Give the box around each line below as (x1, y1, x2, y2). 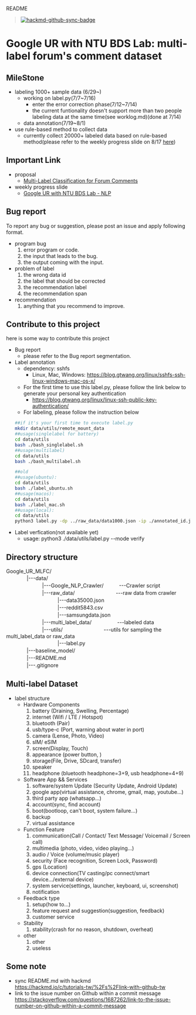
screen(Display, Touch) (32, 745, 89, 752)
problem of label (14, 264, 55, 272)
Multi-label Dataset (6, 679, 78, 689)
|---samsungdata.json (57, 611, 111, 618)
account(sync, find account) (32, 800, 101, 808)
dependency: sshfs (23, 365, 70, 372)
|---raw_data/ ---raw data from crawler (42, 589, 177, 596)
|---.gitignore (26, 662, 59, 669)
